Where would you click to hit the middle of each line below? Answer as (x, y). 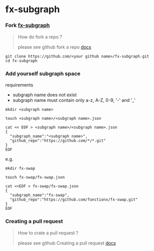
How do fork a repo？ (40, 37)
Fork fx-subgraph (28, 25)
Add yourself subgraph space (43, 74)
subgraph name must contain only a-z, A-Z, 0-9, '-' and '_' (74, 100)
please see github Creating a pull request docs (67, 243)
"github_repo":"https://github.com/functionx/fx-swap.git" (74, 200)
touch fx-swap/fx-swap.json (35, 177)
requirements (19, 85)
